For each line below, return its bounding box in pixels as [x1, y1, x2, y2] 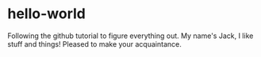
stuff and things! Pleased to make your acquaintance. [7, 39, 182, 48]
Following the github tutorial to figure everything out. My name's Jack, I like [7, 31, 254, 40]
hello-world [7, 5, 86, 23]
